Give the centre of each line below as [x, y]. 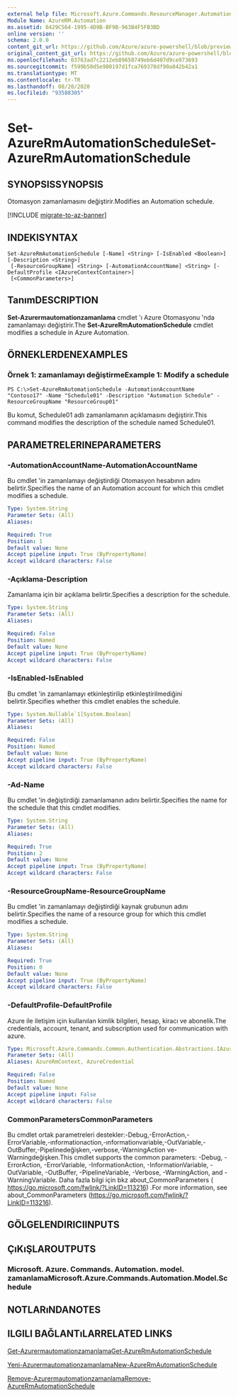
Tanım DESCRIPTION [53, 300]
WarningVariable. [33, 1180]
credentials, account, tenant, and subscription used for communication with [118, 1028]
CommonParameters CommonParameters [80, 1119]
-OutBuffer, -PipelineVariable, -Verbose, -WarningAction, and [134, 1172]
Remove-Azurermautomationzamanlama [66, 1378]
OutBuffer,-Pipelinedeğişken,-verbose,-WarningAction [86, 1150]
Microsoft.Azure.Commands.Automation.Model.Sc [138, 1278]
